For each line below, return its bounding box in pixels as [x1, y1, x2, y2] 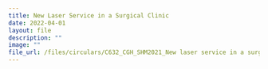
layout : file [8, 26, 52, 34]
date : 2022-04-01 [8, 19, 66, 27]
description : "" [8, 33, 62, 42]
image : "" [8, 41, 41, 49]
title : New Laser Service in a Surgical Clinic [8, 11, 170, 20]
